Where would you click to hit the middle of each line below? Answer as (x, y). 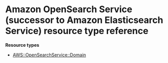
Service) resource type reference (77, 31)
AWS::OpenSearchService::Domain (49, 55)
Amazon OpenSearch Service (69, 9)
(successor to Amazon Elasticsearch (84, 20)
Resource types (22, 45)
